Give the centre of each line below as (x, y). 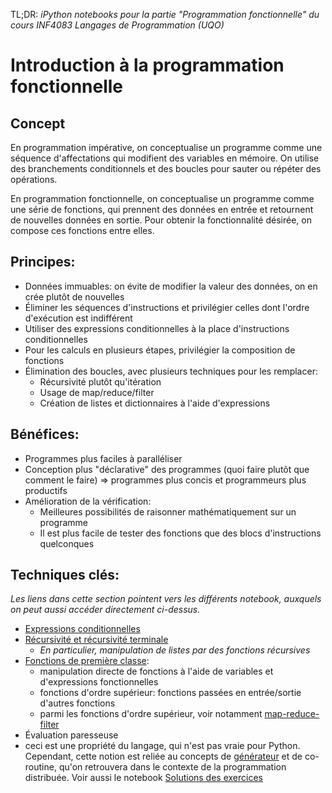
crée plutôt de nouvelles (74, 296)
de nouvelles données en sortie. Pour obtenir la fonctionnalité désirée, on (161, 220)
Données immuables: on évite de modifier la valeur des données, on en (171, 286)
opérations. (34, 179)
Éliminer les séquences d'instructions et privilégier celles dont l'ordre (167, 307)
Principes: (43, 262)
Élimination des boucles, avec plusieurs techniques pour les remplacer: (171, 371)
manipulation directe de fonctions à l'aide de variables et (156, 671)
